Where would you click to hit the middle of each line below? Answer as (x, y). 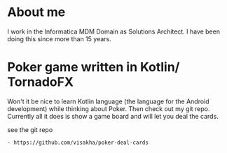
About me (36, 12)
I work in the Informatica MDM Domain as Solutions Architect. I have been (114, 31)
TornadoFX (40, 82)
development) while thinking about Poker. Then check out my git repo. (109, 108)
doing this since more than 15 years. (59, 38)
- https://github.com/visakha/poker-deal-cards (78, 143)
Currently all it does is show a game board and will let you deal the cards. (113, 116)
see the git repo (30, 129)
